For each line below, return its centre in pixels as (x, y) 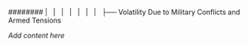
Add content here (37, 35)
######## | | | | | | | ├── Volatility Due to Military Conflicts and (124, 12)
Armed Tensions (35, 20)
